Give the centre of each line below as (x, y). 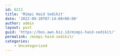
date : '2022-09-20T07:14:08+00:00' (42, 19)
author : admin (20, 23)
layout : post (19, 28)
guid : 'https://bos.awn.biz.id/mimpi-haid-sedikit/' (60, 32)
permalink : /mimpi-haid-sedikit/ (40, 37)
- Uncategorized (31, 46)
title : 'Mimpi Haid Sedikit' (35, 14)
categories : (17, 41)
